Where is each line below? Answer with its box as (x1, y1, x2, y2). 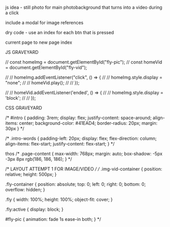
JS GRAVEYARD (5, 49, 39, 55)
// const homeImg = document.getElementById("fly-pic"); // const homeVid (5, 59, 162, 65)
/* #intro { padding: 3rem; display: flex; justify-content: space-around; (5, 115, 152, 121)
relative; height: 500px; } (5, 172, 57, 177)
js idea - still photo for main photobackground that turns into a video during (5, 5, 162, 10)
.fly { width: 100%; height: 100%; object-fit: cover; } (5, 196, 113, 203)
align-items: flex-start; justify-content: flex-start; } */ (5, 141, 115, 147)
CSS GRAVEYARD (5, 105, 42, 111)
